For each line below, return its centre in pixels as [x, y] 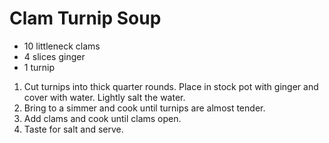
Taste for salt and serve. [73, 129]
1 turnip [39, 67]
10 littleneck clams [62, 46]
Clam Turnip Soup [85, 18]
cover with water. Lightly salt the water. [104, 97]
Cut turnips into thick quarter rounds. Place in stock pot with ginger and [171, 86]
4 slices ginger [54, 56]
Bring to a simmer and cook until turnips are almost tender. [144, 108]
